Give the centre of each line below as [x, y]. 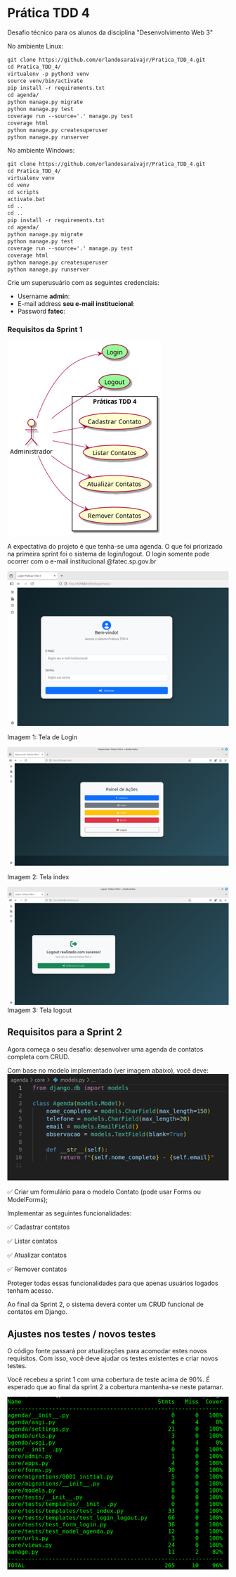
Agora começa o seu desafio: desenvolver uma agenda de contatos [105, 1049]
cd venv [19, 185]
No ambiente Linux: [35, 46]
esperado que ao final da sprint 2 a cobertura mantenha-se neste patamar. [115, 1386]
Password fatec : [41, 311]
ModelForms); [27, 1200]
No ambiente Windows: [41, 150]
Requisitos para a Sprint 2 [65, 1032]
